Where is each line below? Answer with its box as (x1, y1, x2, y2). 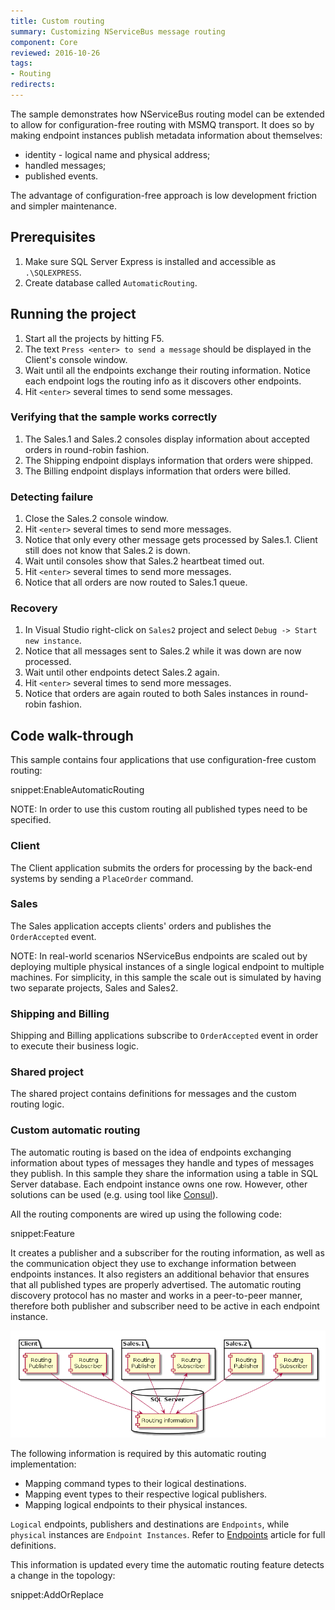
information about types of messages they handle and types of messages (10, 1156, 315, 1169)
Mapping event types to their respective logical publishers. (24, 1488, 268, 1500)
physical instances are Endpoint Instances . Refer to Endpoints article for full (10, 1529, 326, 1541)
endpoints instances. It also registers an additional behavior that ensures (10, 1268, 310, 1280)
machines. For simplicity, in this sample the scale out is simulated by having (10, 971, 322, 983)
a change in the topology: (10, 1570, 116, 1582)
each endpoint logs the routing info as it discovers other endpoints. (24, 375, 302, 387)
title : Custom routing (10, 16, 105, 26)
